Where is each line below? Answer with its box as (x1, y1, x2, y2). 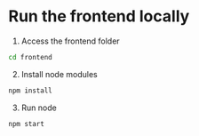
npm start (8, 119, 45, 128)
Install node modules (20, 68, 99, 79)
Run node (20, 102, 57, 113)
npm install (8, 86, 52, 95)
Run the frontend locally (8, 6, 190, 27)
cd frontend (8, 52, 52, 61)
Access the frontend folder (20, 36, 121, 46)
